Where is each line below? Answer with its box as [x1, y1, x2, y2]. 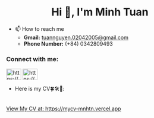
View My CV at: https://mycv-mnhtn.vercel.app [6, 105, 121, 112]
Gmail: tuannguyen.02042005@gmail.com [23, 34, 129, 41]
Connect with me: [6, 55, 59, 63]
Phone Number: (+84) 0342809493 [23, 40, 113, 47]
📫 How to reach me [14, 25, 64, 32]
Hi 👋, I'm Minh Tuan [51, 5, 149, 19]
